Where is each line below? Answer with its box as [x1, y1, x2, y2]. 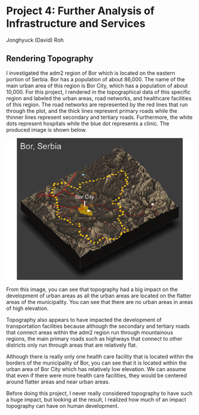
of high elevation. [6, 305, 49, 312]
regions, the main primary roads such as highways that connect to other [6, 335, 183, 343]
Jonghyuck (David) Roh [6, 36, 64, 43]
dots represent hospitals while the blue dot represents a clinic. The [6, 120, 169, 127]
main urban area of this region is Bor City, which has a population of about [6, 82, 188, 89]
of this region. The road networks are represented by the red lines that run [6, 101, 188, 108]
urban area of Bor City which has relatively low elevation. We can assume [6, 366, 186, 373]
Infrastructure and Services [6, 17, 146, 30]
